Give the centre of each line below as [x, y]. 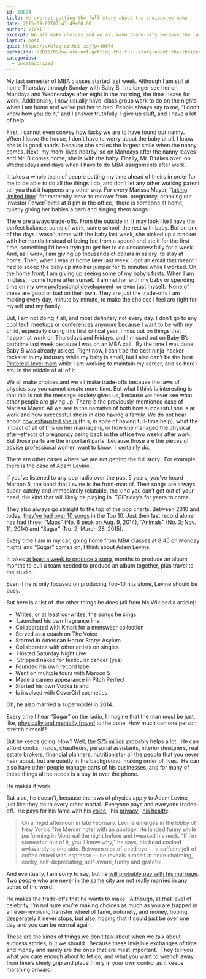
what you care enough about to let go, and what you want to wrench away [100, 956]
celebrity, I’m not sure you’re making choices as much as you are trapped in [102, 905]
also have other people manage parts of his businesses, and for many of [98, 767]
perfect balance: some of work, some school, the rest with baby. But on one [102, 227]
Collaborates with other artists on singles [67, 647]
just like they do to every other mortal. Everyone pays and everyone [93, 804]
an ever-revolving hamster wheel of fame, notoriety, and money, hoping [97, 911]
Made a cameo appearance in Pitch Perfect [70, 679]
